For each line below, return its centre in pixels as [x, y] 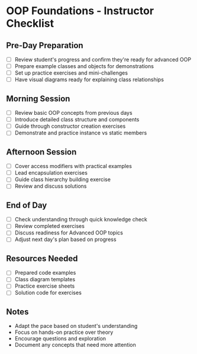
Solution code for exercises [48, 293]
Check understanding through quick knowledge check [81, 220]
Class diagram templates [45, 279]
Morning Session [38, 99]
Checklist [30, 23]
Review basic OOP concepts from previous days [73, 113]
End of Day [27, 205]
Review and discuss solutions [51, 186]
